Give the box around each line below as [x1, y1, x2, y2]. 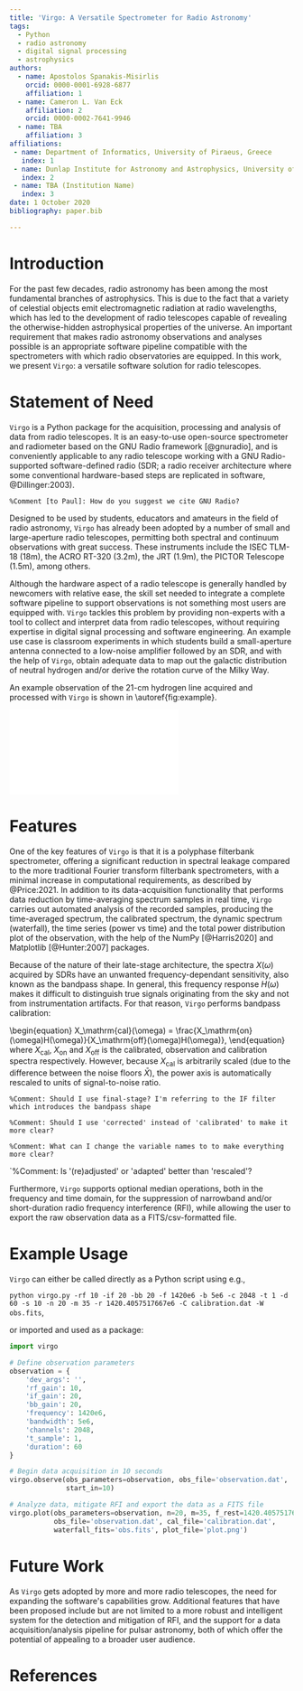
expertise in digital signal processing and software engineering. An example [9, 625, 291, 637]
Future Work [9, 1555, 105, 1576]
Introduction [9, 253, 105, 274]
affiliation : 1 [25, 89, 83, 98]
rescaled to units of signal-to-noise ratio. [9, 1077, 161, 1088]
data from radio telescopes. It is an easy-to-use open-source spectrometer [9, 431, 289, 442]
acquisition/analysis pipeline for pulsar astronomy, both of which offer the [9, 1624, 283, 1635]
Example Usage [9, 1244, 129, 1264]
